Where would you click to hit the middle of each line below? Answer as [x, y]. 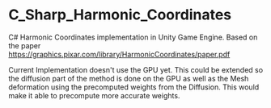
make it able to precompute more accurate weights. [94, 95]
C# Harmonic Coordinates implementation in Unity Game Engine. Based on [133, 37]
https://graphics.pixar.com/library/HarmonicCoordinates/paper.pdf [119, 54]
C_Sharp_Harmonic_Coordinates [120, 15]
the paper [25, 45]
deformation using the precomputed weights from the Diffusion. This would [134, 87]
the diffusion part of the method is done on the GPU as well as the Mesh [129, 78]
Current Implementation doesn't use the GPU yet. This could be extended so [136, 69]
